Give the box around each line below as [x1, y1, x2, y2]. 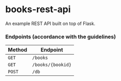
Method [8, 46, 28, 53]
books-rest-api [5, 4, 71, 15]
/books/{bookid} [32, 62, 71, 68]
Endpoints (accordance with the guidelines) [5, 33, 116, 40]
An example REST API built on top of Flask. [5, 20, 95, 26]
